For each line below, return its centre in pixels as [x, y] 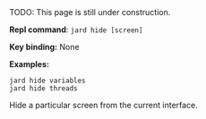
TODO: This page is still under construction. [90, 12]
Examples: [29, 64]
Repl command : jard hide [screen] [76, 30]
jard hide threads [43, 89]
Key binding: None [44, 47]
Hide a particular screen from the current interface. [104, 105]
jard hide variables [48, 81]
